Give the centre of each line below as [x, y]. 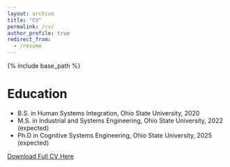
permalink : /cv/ [31, 26]
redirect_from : [29, 40]
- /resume [28, 46]
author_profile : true [39, 33]
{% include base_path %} [44, 66]
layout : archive [31, 14]
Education [37, 94]
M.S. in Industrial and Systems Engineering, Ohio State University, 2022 [120, 120]
